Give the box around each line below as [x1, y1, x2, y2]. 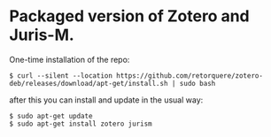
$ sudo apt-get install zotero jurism [9, 119, 152, 128]
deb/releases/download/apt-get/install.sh [9, 79, 168, 88]
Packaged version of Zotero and [9, 6, 250, 27]
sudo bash [179, 79, 216, 88]
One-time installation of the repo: [9, 54, 130, 65]
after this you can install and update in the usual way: [9, 95, 204, 105]
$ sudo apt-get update [9, 111, 93, 120]
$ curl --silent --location [9, 71, 113, 80]
